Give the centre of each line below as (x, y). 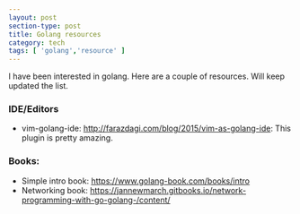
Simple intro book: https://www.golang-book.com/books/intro (136, 181)
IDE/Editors (34, 109)
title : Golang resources (55, 34)
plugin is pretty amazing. (67, 138)
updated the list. (39, 86)
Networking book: (55, 190)
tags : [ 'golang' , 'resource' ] (67, 51)
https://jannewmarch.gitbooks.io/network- (168, 190)
